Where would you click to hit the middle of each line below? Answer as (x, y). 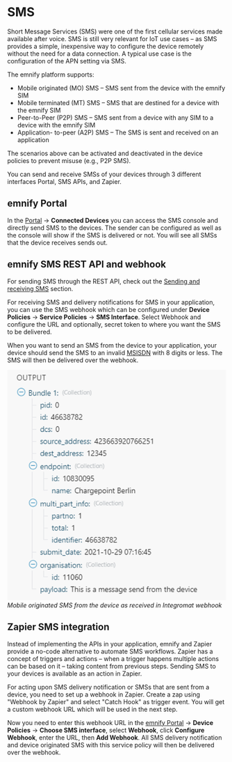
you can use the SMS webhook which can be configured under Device (108, 309)
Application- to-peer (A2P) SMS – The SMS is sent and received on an (118, 132)
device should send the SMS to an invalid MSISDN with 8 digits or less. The (115, 352)
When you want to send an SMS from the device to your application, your (112, 345)
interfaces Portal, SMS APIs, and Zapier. (64, 181)
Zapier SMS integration (58, 627)
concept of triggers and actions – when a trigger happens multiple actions (113, 658)
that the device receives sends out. (57, 242)
